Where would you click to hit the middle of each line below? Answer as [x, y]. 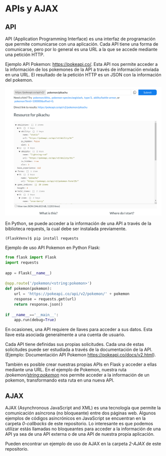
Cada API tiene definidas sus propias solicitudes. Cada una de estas [75, 344]
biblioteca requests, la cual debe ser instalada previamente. [66, 228]
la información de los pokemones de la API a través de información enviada [82, 69]
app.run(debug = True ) [35, 320]
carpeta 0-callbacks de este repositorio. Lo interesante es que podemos [79, 424]
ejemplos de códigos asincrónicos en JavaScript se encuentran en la [76, 418]
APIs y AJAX [32, 9]
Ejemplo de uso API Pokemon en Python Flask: [53, 247]
